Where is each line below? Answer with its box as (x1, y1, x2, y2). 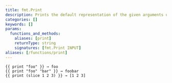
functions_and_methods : (10, 31, 60, 36)
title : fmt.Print (5, 7, 42, 13)
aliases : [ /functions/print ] (5, 50, 68, 55)
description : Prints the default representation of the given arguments (5, 12, 164, 17)
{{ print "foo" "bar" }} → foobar (5, 68, 79, 74)
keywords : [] (5, 21, 33, 27)
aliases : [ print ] (14, 36, 52, 41)
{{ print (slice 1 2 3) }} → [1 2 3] (5, 73, 86, 78)
